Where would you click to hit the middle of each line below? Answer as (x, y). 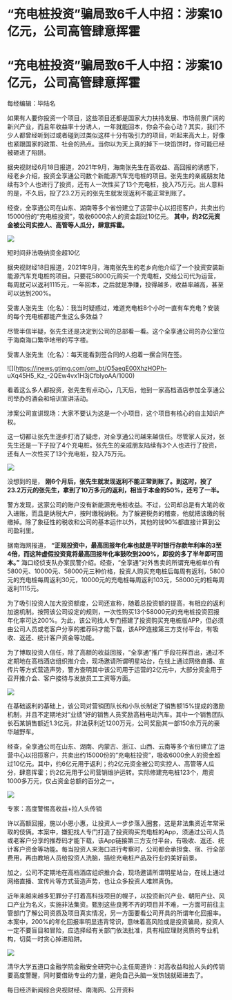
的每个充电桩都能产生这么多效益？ (56, 317)
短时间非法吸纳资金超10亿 (44, 253)
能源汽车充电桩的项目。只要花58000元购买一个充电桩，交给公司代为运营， (113, 276)
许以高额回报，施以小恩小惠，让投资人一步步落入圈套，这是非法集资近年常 (113, 823)
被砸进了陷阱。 (28, 153)
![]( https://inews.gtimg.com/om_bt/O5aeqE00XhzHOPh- (87, 368)
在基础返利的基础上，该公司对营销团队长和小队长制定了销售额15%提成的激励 (116, 706)
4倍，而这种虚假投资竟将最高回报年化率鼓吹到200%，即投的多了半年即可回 (115, 554)
